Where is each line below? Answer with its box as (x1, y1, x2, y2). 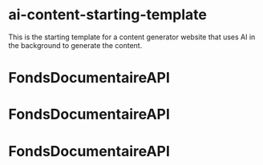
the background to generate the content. (8, 40, 143, 50)
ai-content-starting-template (8, 6, 207, 24)
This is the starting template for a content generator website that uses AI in (8, 32, 256, 42)
